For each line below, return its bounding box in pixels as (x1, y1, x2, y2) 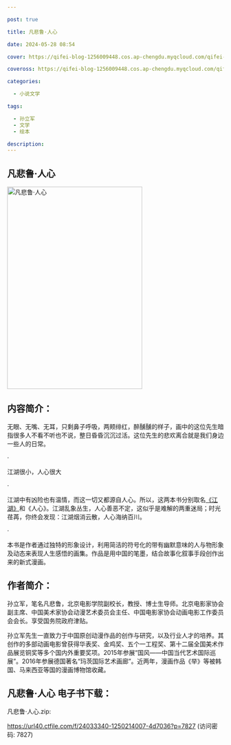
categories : (7, 78, 41, 85)
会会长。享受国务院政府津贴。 (7, 616, 91, 625)
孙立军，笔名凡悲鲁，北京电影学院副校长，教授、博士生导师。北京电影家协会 (7, 599, 224, 608)
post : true (7, 16, 38, 23)
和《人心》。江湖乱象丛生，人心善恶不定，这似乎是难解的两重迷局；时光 (19, 504, 221, 512)
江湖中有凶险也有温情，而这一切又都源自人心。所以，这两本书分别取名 (7, 496, 206, 504)
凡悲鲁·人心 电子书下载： (7, 688, 112, 700)
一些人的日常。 (7, 439, 49, 447)
